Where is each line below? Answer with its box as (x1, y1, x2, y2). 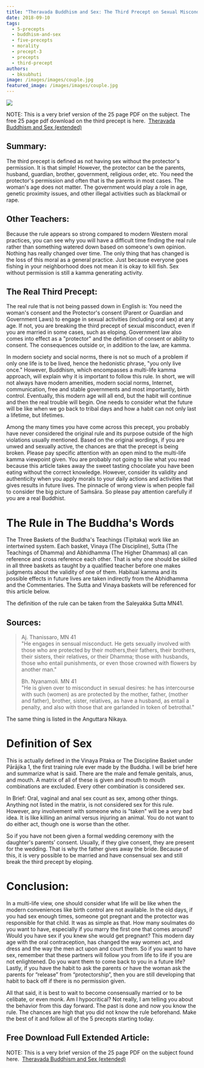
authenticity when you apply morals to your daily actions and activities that (6, 475, 194, 483)
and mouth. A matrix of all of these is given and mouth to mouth (6, 776, 166, 783)
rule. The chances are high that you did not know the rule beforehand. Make (6, 1009, 197, 1016)
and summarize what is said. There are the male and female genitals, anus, (6, 770, 194, 777)
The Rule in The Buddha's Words (6, 516, 175, 530)
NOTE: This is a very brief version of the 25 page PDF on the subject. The (6, 111, 191, 118)
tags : (6, 20, 20, 26)
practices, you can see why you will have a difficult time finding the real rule (6, 236, 196, 244)
